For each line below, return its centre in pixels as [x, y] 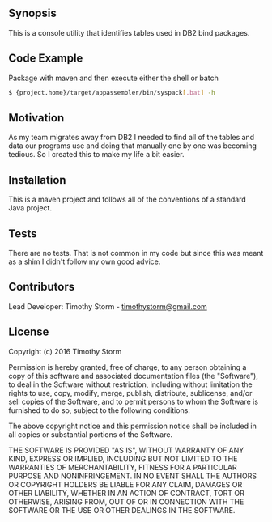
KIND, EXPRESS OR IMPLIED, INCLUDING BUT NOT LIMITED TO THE [123, 458]
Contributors [42, 287]
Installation [37, 180]
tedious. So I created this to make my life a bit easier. [96, 155]
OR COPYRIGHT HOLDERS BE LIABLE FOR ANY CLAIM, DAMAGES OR [125, 484]
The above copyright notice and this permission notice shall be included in [132, 426]
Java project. [30, 208]
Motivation [36, 118]
